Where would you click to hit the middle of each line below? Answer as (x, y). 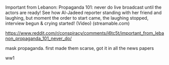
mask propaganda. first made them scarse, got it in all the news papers (80, 48)
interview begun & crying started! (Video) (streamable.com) (67, 23)
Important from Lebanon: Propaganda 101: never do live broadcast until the (83, 7)
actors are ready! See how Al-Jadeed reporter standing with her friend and (83, 13)
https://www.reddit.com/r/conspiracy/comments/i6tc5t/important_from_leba (85, 33)
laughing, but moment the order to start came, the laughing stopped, (77, 18)
